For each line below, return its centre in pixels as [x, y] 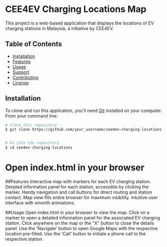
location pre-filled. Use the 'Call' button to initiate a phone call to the [75, 234]
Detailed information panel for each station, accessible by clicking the [77, 187]
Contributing [25, 77]
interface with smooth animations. [40, 203]
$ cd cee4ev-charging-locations [39, 148]
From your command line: [31, 115]
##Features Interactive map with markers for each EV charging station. [78, 181]
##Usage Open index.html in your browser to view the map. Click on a [77, 212]
